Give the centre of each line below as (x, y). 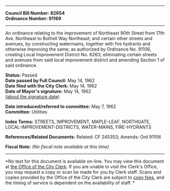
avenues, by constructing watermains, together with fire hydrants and (78, 44)
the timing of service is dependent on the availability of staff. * (70, 183)
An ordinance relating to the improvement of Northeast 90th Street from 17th (85, 33)
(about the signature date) (32, 97)
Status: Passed (22, 75)
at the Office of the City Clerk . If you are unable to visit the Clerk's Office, (82, 167)
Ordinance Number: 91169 (33, 18)
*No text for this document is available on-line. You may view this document (85, 161)
